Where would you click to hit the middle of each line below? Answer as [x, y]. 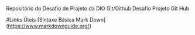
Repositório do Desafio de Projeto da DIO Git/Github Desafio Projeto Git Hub [97, 8]
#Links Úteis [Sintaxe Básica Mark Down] [56, 20]
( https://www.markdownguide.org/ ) [49, 26]
